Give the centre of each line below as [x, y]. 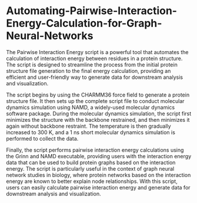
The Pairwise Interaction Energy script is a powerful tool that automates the [97, 52]
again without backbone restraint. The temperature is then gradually [89, 126]
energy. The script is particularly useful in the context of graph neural [90, 168]
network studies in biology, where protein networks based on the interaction [98, 175]
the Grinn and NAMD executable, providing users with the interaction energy [99, 156]
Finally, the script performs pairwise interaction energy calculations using [95, 150]
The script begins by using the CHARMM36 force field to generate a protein [98, 95]
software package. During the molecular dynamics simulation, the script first [99, 114]
